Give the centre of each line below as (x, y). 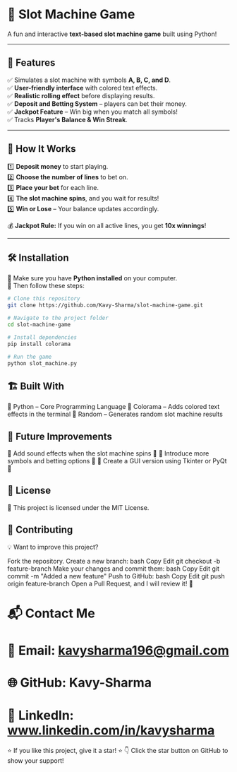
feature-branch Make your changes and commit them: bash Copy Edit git (114, 569)
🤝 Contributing (40, 530)
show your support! (36, 761)
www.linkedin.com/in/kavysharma (111, 731)
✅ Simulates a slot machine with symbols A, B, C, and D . (89, 80)
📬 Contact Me (51, 613)
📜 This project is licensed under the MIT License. (78, 507)
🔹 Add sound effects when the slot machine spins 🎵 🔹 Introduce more (108, 453)
